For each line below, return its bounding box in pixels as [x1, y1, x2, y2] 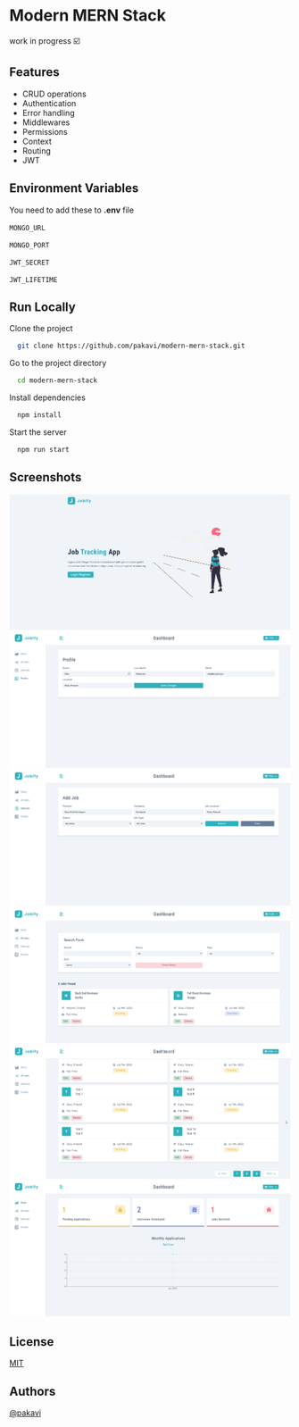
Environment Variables [9, 180, 139, 196]
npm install [17, 411, 62, 420]
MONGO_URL [9, 223, 46, 232]
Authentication [21, 97, 77, 108]
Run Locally [9, 299, 76, 314]
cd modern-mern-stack [17, 376, 98, 385]
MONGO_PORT [9, 240, 50, 250]
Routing [21, 145, 52, 156]
